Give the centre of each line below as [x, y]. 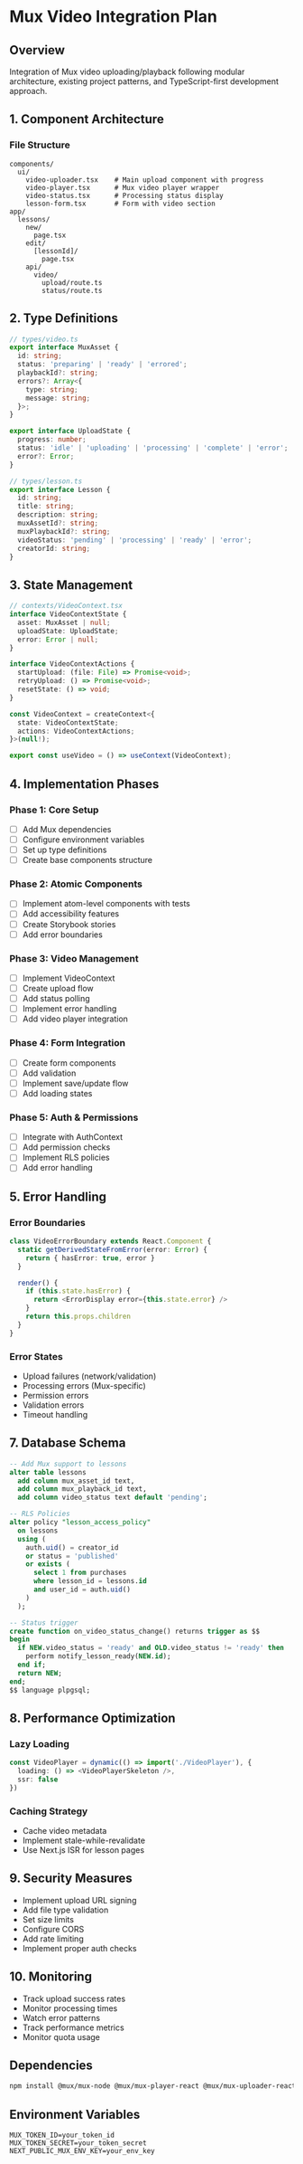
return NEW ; [40, 1673]
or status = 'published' [72, 1556]
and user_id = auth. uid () [82, 1590]
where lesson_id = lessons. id [90, 1581]
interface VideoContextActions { [72, 664]
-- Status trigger [44, 1623]
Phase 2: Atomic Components [76, 884]
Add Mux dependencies [67, 829]
